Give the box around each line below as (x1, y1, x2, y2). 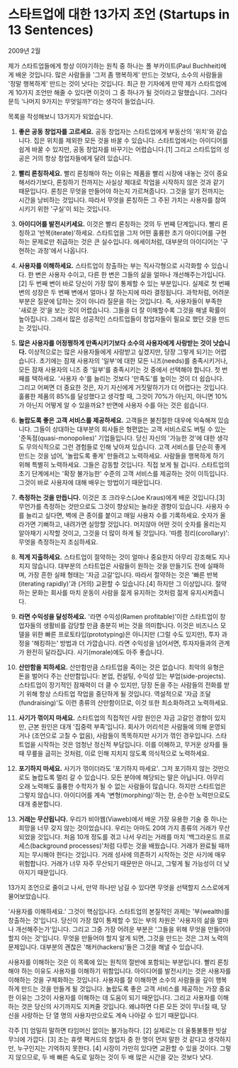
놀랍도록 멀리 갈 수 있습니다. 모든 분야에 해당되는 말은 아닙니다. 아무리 (31, 772, 225, 782)
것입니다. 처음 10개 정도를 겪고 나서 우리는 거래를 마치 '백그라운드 (37, 832, 218, 841)
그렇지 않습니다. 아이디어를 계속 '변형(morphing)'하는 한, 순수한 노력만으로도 (18, 790, 231, 799)
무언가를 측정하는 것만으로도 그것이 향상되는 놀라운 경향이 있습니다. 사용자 (18, 502, 223, 510)
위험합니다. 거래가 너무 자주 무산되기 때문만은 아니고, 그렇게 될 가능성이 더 (18, 859, 222, 868)
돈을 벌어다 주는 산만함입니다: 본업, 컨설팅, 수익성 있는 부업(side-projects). (18, 671, 226, 680)
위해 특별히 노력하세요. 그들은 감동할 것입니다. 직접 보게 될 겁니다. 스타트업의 (18, 460, 230, 469)
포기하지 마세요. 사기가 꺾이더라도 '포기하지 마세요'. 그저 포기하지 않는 (18, 764, 211, 772)
